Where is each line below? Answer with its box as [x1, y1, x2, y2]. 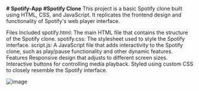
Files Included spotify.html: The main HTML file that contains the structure [6, 29, 188, 36]
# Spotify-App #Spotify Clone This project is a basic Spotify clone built [6, 5, 183, 12]
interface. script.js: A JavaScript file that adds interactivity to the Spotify [6, 41, 184, 48]
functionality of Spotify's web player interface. [6, 18, 120, 24]
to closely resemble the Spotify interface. [6, 67, 108, 73]
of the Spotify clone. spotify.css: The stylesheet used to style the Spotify [6, 35, 185, 42]
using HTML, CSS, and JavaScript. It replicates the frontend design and [6, 11, 182, 18]
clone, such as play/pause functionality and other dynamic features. [6, 48, 173, 55]
